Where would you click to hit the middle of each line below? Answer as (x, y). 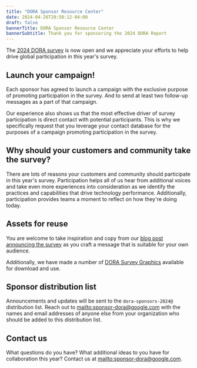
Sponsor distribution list (51, 287)
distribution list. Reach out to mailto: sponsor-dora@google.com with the (94, 307)
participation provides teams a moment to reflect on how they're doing (92, 199)
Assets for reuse (37, 224)
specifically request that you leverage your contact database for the (88, 126)
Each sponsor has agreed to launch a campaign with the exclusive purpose (97, 89)
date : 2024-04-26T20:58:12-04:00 (47, 17)
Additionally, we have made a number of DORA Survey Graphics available (95, 262)
